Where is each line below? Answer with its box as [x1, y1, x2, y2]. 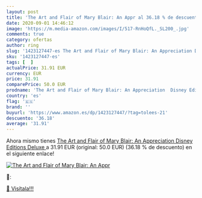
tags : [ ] [6, 59, 34, 65]
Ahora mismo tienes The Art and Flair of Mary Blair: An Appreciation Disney [6, 137, 193, 144]
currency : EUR [6, 70, 42, 76]
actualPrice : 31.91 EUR [6, 64, 66, 71]
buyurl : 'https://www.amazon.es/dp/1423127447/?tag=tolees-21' [6, 110, 168, 116]
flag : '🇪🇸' [6, 98, 36, 104]
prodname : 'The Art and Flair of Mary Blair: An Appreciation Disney [6, 87, 187, 93]
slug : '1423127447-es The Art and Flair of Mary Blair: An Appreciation [6, 48, 192, 54]
